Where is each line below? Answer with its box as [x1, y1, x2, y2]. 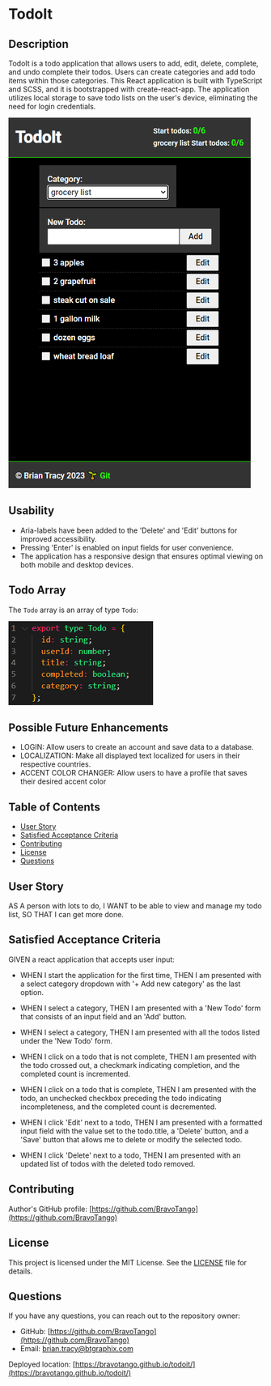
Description [8, 37, 69, 51]
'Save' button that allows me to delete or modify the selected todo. [19, 1134, 243, 1144]
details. [8, 1266, 33, 1276]
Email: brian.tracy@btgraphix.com [19, 1344, 133, 1354]
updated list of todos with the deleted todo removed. [19, 1159, 196, 1168]
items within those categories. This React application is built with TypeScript [8, 76, 263, 85]
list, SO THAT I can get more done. [8, 910, 124, 920]
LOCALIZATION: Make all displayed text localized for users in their [19, 750, 240, 761]
